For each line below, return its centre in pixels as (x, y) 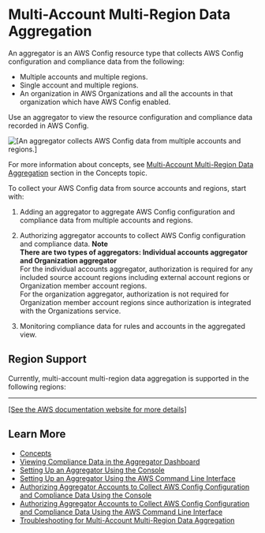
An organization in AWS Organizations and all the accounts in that (126, 93)
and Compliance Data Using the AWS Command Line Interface (121, 512)
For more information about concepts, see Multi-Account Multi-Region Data (131, 164)
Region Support (47, 359)
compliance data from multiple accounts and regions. (106, 220)
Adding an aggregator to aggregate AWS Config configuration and (127, 211)
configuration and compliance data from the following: (97, 61)
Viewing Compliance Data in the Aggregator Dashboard (110, 461)
